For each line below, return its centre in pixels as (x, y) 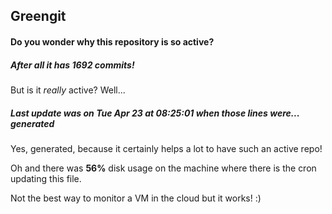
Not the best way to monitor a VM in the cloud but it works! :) (136, 198)
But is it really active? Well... (68, 90)
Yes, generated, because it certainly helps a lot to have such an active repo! (166, 148)
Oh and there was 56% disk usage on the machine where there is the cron (163, 168)
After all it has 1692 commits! (72, 65)
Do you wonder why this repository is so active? (112, 41)
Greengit (38, 16)
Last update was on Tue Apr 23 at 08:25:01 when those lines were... (155, 113)
